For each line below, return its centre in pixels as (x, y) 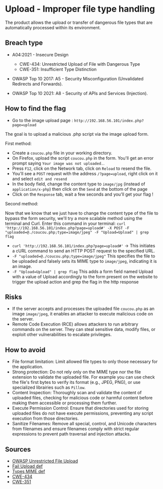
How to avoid (25, 350)
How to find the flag (36, 109)
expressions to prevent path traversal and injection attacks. (72, 434)
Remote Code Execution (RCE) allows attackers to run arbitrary (75, 324)
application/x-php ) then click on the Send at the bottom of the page (80, 189)
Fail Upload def (27, 466)
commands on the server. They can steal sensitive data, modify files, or (84, 329)
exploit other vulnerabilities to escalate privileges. (62, 335)
